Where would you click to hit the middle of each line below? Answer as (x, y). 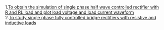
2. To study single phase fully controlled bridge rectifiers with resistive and (81, 17)
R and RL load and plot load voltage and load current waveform (70, 12)
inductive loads (21, 23)
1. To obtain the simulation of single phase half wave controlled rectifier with (82, 7)
